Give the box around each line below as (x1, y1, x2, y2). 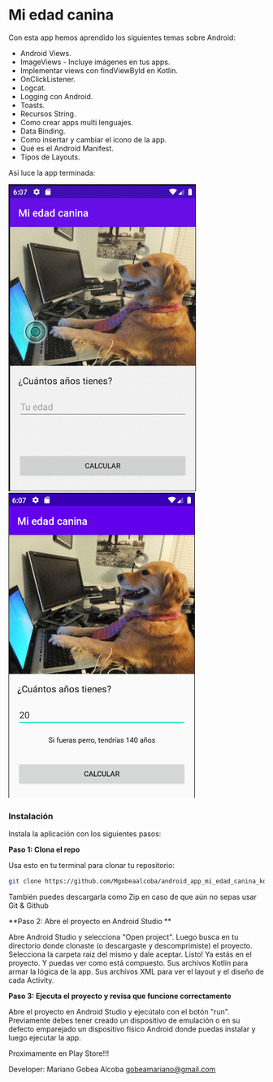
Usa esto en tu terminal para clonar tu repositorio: (8, 861, 175, 870)
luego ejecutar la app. (8, 1033, 81, 1043)
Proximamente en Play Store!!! (8, 1049, 110, 1058)
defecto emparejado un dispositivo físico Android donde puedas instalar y (8, 1024, 256, 1034)
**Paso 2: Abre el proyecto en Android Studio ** (8, 917, 172, 927)
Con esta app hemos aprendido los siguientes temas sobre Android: (8, 33, 236, 42)
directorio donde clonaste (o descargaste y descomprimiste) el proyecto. (8, 941, 253, 951)
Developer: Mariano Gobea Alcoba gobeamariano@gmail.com (8, 1064, 216, 1075)
